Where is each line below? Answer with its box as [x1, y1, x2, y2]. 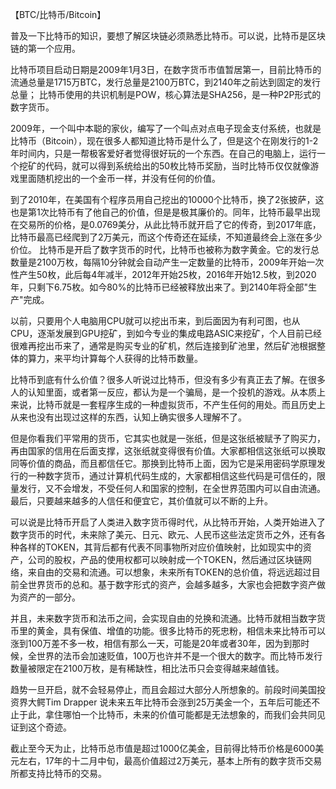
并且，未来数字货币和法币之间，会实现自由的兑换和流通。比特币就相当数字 [10, 613, 317, 624]
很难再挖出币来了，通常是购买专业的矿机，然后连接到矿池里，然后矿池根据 [10, 340, 317, 352]
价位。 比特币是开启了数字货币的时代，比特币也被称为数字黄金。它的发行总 [10, 244, 320, 255]
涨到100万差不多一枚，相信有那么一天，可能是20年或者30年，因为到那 [10, 638, 302, 649]
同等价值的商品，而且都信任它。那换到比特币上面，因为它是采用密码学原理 [10, 458, 317, 469]
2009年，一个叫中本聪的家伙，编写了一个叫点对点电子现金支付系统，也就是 [10, 123, 322, 134]
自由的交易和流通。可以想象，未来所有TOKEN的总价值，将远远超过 [36, 566, 312, 578]
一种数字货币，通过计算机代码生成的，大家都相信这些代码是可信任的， [27, 470, 317, 482]
